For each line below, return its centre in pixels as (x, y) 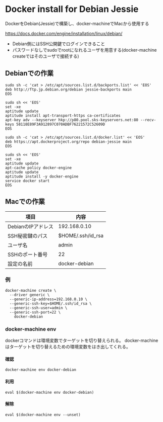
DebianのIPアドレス (30, 226)
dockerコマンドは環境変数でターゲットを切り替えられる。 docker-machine (82, 340)
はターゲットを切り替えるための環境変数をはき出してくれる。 (68, 347)
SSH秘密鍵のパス (28, 236)
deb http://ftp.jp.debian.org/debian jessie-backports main (69, 89)
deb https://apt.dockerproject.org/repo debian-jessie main (69, 142)
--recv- (148, 120)
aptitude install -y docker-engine (42, 176)
